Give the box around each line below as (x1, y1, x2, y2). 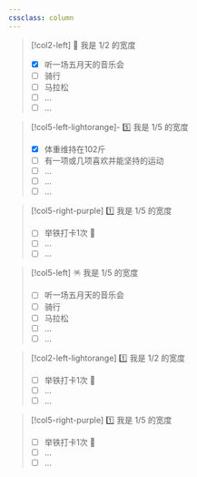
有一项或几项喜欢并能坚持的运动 (44, 156, 164, 166)
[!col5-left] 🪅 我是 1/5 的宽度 (30, 268, 139, 279)
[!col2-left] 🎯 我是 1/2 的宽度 (30, 39, 136, 50)
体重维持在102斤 (44, 143, 106, 155)
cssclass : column (8, 13, 74, 23)
